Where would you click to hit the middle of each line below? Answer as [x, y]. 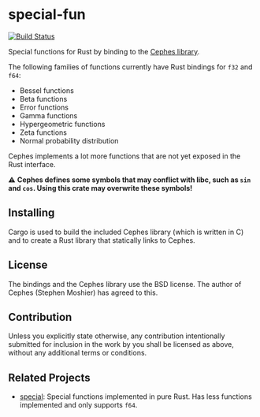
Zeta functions [43, 132]
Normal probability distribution [69, 140]
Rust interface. [32, 164]
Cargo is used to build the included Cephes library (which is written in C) [126, 232]
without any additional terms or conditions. [78, 353]
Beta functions [43, 99]
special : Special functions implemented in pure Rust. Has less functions [136, 397]
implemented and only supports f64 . [78, 405]
